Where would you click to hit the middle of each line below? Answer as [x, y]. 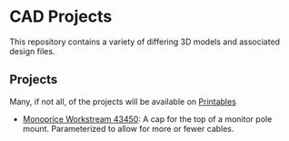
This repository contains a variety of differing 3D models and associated [144, 42]
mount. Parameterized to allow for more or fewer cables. [128, 128]
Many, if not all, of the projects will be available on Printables [123, 101]
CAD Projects [61, 17]
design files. [32, 51]
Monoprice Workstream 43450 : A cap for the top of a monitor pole [147, 118]
